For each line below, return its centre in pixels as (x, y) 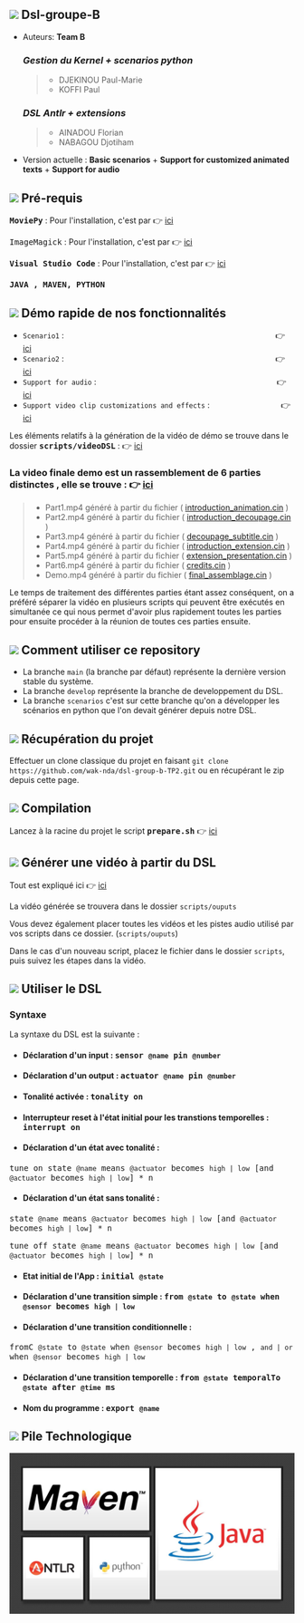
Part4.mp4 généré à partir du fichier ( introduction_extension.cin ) (167, 546)
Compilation (57, 809)
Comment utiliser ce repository (111, 650)
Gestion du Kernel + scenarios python (108, 60)
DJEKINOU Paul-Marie (100, 80)
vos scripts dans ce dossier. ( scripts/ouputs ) (94, 933)
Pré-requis (52, 198)
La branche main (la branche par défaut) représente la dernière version (154, 672)
